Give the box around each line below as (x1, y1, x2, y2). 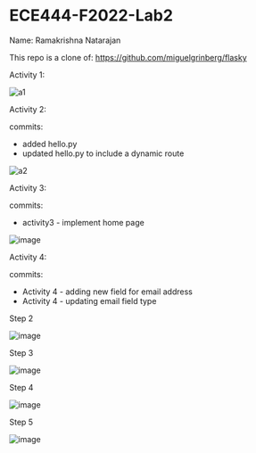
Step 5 (9, 416, 34, 427)
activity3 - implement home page (21, 217, 145, 227)
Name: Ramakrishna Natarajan (9, 35, 121, 45)
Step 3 (9, 347, 34, 358)
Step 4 (9, 382, 34, 392)
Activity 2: (9, 103, 47, 114)
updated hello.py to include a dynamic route (21, 148, 185, 159)
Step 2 (9, 313, 34, 324)
